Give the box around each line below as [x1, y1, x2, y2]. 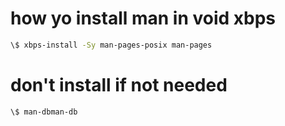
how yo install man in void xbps [10, 7, 277, 30]
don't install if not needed [10, 74, 228, 96]
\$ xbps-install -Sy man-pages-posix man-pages [10, 40, 213, 50]
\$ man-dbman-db [10, 107, 78, 117]
